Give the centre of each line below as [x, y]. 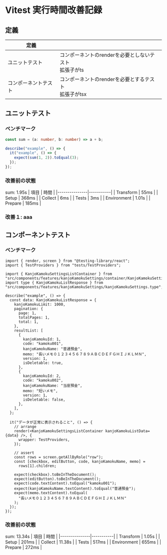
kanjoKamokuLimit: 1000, [40, 304]
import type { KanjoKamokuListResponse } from [54, 282]
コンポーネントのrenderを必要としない [105, 55]
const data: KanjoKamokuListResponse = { [53, 300]
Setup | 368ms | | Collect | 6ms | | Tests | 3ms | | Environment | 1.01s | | [78, 198]
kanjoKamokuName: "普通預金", [53, 349]
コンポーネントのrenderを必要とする [102, 79]
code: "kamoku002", [43, 380]
